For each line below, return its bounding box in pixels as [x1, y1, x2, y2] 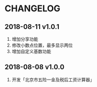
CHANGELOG [4, 3, 60, 14]
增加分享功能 [11, 36, 38, 42]
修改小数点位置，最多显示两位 [11, 42, 73, 48]
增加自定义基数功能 [11, 49, 51, 54]
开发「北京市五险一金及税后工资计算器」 [11, 77, 95, 83]
